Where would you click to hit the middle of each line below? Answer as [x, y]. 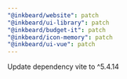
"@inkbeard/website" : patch [53, 15]
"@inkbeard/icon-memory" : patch [60, 37]
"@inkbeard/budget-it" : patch [57, 30]
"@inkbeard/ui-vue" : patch [51, 45]
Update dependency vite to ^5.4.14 [63, 66]
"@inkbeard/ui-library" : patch [58, 23]
